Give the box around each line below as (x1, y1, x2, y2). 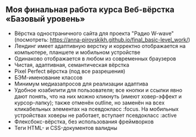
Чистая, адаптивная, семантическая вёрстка (14, 61, 129, 68)
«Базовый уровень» (5, 14, 86, 24)
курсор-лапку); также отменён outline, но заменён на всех (14, 99, 165, 106)
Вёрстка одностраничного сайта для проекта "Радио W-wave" (14, 30, 174, 37)
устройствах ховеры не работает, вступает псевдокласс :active (14, 111, 177, 119)
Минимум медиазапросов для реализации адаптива (14, 80, 148, 87)
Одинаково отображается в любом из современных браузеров (14, 55, 176, 62)
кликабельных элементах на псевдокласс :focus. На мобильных (14, 105, 179, 112)
